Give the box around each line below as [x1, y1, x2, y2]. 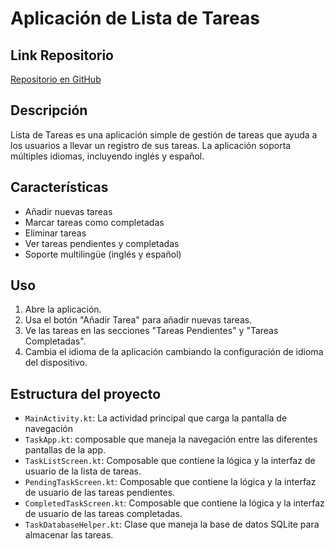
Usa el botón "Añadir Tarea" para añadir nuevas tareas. [24, 314, 253, 326]
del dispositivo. [24, 357, 88, 369]
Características [10, 179, 109, 196]
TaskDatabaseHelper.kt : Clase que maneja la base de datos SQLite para [24, 518, 320, 531]
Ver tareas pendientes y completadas [24, 237, 180, 249]
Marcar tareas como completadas [24, 216, 165, 228]
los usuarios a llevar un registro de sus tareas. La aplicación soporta [10, 139, 292, 151]
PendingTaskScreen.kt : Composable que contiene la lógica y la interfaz [24, 476, 317, 488]
